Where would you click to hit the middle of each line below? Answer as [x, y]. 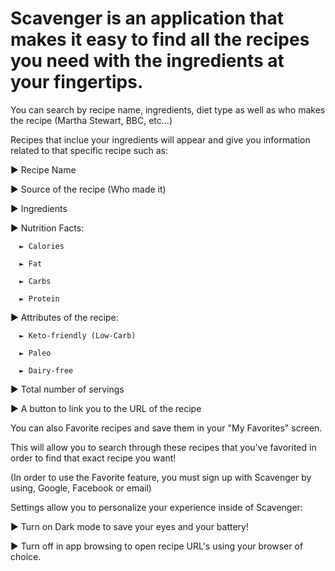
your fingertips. [77, 82]
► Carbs [35, 281]
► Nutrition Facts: [47, 228]
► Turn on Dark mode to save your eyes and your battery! [129, 526]
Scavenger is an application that [147, 18]
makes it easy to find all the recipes [160, 39]
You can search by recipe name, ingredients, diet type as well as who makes [168, 109]
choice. [26, 556]
